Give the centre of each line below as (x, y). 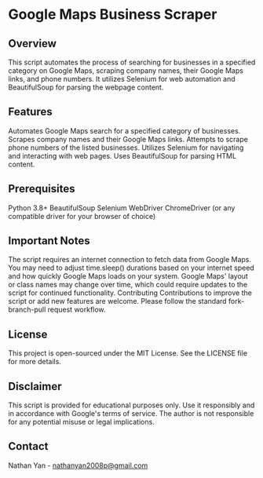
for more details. (35, 362)
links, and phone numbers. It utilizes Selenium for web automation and (122, 79)
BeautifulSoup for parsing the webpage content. (86, 87)
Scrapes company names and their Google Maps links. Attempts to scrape (128, 139)
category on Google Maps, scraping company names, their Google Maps (126, 71)
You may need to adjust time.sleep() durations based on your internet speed (131, 268)
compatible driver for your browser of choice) (82, 216)
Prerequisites (42, 189)
